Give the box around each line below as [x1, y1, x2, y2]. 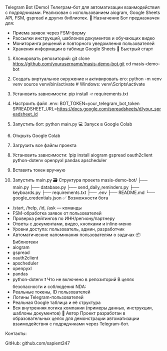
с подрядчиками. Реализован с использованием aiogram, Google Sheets [5, 9, 160, 15]
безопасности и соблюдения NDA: [12, 283, 86, 289]
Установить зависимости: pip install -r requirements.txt [12, 91, 128, 96]
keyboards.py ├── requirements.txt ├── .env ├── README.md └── [12, 189, 155, 195]
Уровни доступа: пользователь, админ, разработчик [12, 226, 125, 232]
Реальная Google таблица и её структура [12, 299, 101, 305]
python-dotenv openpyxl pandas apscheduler [12, 157, 107, 163]
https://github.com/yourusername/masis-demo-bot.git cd [12, 61, 131, 66]
